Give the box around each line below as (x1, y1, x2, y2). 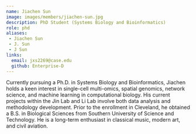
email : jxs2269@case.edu (11, 57, 72, 63)
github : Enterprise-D (11, 63, 64, 69)
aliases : (6, 30, 27, 36)
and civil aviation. (6, 122, 49, 129)
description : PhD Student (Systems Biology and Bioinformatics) (6, 19, 166, 25)
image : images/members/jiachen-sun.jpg (6, 14, 104, 20)
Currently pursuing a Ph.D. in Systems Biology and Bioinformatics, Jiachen (6, 79, 186, 86)
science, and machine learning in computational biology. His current (6, 91, 170, 98)
